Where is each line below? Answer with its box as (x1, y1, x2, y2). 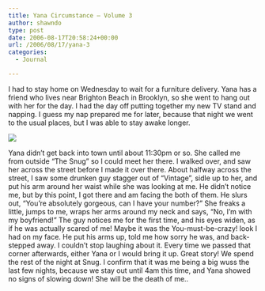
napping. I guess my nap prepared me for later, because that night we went (8, 109, 253, 119)
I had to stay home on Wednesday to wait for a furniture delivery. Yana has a (8, 84, 257, 93)
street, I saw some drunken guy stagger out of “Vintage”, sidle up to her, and (8, 173, 258, 183)
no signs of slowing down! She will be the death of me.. (8, 274, 189, 283)
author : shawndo (8, 19, 62, 27)
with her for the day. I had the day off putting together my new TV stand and (8, 100, 257, 111)
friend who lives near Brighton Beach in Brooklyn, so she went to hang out (8, 93, 251, 102)
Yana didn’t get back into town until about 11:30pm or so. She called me (8, 148, 241, 157)
